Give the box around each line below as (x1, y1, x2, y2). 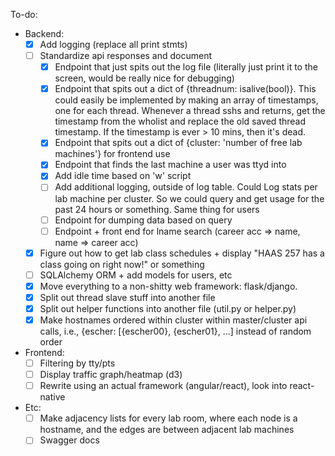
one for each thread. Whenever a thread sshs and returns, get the (54, 105, 326, 117)
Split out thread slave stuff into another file (39, 291, 216, 303)
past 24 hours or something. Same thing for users (54, 203, 260, 215)
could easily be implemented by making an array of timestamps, (54, 94, 319, 106)
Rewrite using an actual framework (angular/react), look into (39, 380, 288, 392)
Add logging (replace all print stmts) (39, 39, 188, 50)
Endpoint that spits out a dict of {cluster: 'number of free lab (54, 137, 303, 149)
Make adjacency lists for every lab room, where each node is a (39, 412, 298, 424)
